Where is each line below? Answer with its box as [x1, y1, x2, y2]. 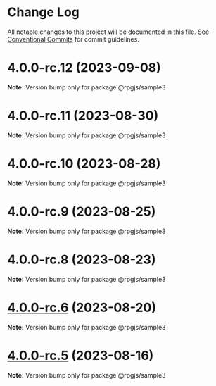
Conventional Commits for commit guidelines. [7, 35, 139, 43]
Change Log [7, 4, 80, 20]
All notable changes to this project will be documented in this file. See [7, 27, 210, 36]
